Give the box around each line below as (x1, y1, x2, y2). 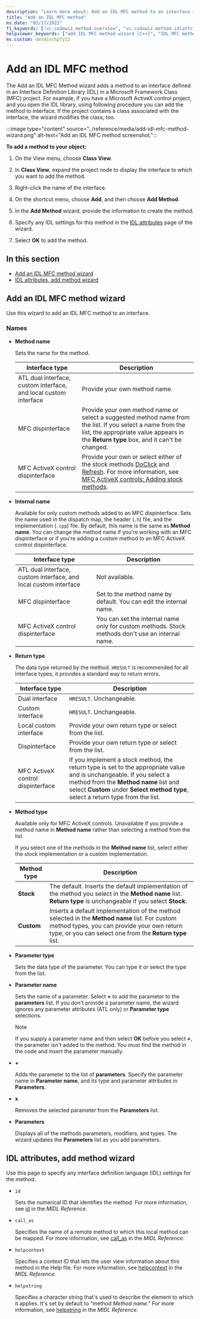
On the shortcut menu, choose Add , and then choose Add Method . (14, 195, 180, 203)
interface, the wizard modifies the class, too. (6, 113, 115, 121)
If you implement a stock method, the (69, 756, 173, 764)
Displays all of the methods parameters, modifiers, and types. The (14, 1129, 177, 1137)
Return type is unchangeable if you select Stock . (49, 896, 187, 905)
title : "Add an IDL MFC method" (6, 14, 86, 20)
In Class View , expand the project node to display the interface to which (14, 166, 192, 173)
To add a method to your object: (6, 143, 87, 150)
